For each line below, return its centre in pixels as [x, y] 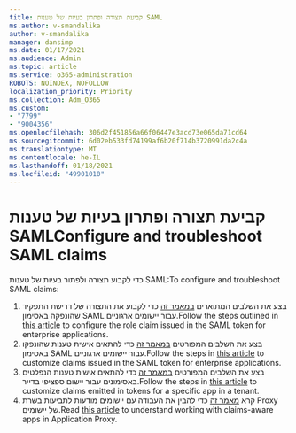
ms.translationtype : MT [53, 149]
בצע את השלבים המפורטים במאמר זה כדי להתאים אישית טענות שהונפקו [142, 344]
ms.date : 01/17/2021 [47, 50]
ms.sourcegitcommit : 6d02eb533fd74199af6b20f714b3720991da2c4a [129, 141]
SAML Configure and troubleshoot [136, 236]
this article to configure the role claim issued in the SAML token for [144, 325]
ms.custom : [29, 108]
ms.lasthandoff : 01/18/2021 [61, 166]
